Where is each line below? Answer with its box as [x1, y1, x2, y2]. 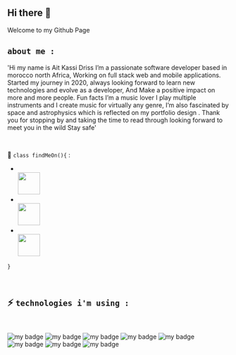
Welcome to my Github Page [7, 25, 90, 34]
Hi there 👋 [7, 7, 51, 19]
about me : [7, 47, 55, 56]
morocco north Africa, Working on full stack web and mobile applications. [7, 71, 221, 79]
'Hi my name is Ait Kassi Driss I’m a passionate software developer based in [7, 63, 228, 71]
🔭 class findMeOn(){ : [7, 150, 70, 159]
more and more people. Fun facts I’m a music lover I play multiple [7, 93, 197, 102]
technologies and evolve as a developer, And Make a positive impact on [7, 85, 216, 94]
